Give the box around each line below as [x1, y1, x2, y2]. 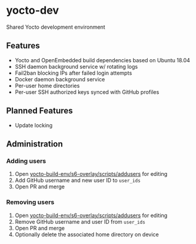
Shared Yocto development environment [6, 23, 106, 30]
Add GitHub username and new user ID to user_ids [14, 177, 141, 184]
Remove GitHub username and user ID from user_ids [14, 218, 145, 225]
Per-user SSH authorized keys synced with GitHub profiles [14, 88, 160, 96]
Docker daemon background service [14, 75, 105, 83]
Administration [6, 139, 63, 149]
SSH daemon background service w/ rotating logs [14, 63, 138, 70]
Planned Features [6, 106, 73, 116]
